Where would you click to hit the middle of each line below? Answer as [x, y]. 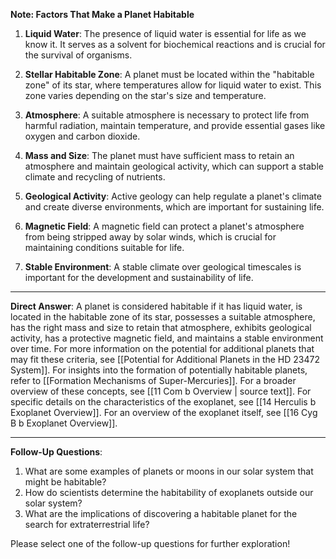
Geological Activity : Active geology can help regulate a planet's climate [173, 196]
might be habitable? [65, 482]
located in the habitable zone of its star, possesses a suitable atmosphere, [163, 317]
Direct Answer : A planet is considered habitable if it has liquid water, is [156, 306]
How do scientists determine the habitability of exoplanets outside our [169, 492]
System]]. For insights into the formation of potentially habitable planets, [159, 370]
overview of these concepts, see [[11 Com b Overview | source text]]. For [161, 391]
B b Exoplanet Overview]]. [64, 423]
